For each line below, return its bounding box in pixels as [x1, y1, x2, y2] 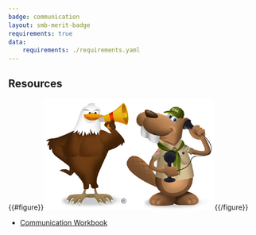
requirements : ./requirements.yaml [22, 46, 141, 55]
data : [8, 38, 26, 46]
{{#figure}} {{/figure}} [8, 202, 249, 212]
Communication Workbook [19, 218, 108, 227]
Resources [8, 76, 63, 91]
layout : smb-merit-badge [8, 21, 91, 29]
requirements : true [8, 29, 73, 37]
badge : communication [8, 13, 80, 21]
